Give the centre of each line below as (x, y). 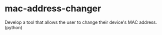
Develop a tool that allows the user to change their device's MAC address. (81, 22)
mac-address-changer (53, 9)
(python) (14, 27)
